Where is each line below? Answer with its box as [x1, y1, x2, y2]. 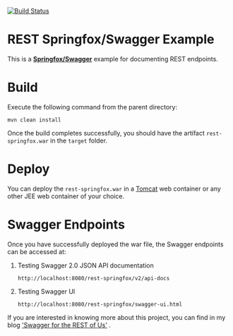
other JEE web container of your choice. [7, 191, 125, 200]
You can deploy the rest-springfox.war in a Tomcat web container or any [7, 184, 221, 193]
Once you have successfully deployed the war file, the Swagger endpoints [7, 240, 224, 248]
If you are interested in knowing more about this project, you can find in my [7, 313, 226, 321]
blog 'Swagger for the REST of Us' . [7, 320, 112, 329]
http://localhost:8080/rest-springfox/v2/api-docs [17, 275, 170, 282]
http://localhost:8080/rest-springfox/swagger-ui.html [17, 301, 183, 308]
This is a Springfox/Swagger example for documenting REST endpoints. [7, 54, 219, 63]
